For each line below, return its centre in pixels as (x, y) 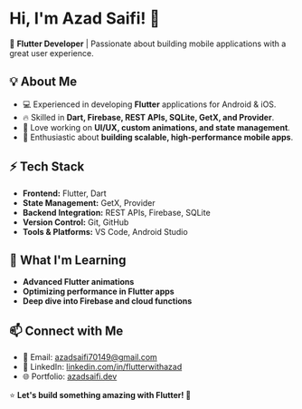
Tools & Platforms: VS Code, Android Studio (105, 231)
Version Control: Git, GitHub (75, 222)
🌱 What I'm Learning (68, 260)
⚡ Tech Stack (47, 167)
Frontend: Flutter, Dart (64, 193)
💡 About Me (43, 82)
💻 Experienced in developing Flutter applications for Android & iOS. (149, 104)
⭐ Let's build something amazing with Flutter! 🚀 (100, 395)
